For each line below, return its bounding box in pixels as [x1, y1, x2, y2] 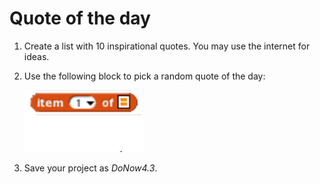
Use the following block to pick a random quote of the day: [23, 70, 266, 82]
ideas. [23, 50, 50, 62]
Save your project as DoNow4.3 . [23, 162, 158, 174]
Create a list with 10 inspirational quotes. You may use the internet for [23, 40, 311, 52]
